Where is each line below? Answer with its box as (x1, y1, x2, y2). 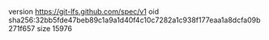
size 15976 (36, 24, 73, 33)
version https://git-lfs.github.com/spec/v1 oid (8, 7, 160, 16)
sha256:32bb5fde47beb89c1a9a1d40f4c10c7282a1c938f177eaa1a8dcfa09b (8, 15, 261, 25)
